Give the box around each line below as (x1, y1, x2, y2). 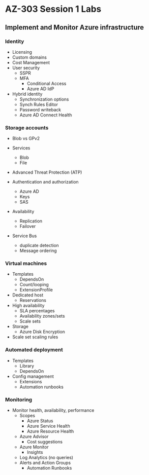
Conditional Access (27, 80, 66, 86)
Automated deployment (5, 346, 63, 353)
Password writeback (19, 107, 61, 112)
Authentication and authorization (12, 179, 79, 185)
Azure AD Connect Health (19, 112, 72, 118)
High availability (12, 302, 45, 309)
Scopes (19, 413, 35, 419)
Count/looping (19, 282, 49, 288)
